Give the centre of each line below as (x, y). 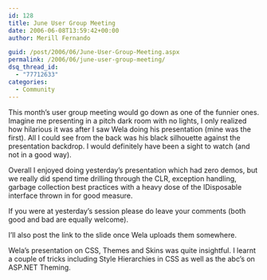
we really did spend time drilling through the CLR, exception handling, (122, 178)
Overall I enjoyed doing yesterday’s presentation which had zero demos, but (133, 170)
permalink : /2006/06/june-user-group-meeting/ (87, 60)
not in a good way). (40, 154)
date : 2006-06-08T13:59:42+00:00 (64, 30)
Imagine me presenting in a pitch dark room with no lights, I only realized (128, 120)
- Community (35, 89)
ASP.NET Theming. (40, 267)
